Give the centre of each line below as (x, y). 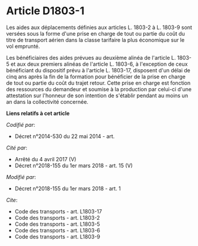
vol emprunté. (23, 46)
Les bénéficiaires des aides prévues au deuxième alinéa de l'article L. (91, 57)
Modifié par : (21, 177)
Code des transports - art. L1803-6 (58, 230)
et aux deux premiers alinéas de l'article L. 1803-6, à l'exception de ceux (99, 64)
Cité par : (17, 148)
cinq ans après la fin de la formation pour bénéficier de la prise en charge (96, 76)
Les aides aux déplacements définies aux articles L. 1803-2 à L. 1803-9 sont (99, 27)
